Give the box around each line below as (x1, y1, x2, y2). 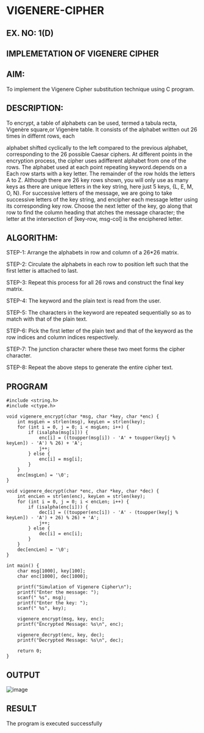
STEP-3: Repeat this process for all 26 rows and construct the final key (6, 279, 184, 286)
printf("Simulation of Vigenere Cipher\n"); (17, 584, 132, 591)
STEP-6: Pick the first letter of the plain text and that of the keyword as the (6, 327, 193, 335)
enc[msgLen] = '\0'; (17, 472, 69, 479)
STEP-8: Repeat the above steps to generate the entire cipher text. (6, 363, 174, 371)
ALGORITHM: (6, 233, 58, 243)
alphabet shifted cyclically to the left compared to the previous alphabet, (6, 144, 188, 151)
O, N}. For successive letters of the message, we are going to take (6, 189, 172, 197)
